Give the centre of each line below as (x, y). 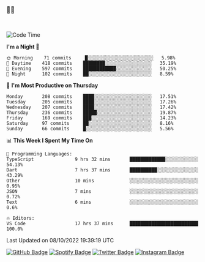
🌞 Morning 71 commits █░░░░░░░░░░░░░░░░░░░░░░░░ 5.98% (91, 58)
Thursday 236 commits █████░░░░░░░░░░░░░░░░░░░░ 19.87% (91, 113)
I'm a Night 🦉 (23, 47)
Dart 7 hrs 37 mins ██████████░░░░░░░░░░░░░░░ (102, 170)
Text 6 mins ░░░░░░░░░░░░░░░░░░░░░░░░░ (102, 202)
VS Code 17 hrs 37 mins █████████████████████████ (102, 224)
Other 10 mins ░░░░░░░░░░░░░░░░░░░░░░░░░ (102, 181)
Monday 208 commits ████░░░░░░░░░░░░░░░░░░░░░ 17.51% (91, 97)
